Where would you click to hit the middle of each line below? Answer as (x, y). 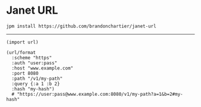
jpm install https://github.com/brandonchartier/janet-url (81, 26)
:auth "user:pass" (35, 63)
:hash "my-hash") (33, 89)
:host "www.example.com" (42, 68)
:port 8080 (25, 73)
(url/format (21, 52)
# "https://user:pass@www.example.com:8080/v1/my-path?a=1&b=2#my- (98, 94)
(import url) (22, 42)
